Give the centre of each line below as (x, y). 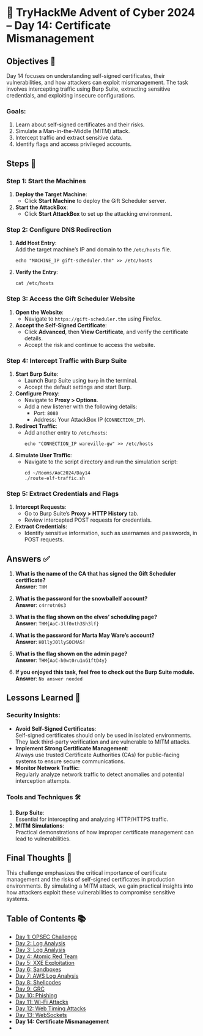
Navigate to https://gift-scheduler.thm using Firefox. (93, 319)
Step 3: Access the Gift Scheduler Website (71, 299)
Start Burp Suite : (37, 374)
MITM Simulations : (39, 825)
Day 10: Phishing (36, 995)
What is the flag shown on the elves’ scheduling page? (86, 617)
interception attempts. (43, 780)
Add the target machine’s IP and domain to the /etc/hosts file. (93, 249)
